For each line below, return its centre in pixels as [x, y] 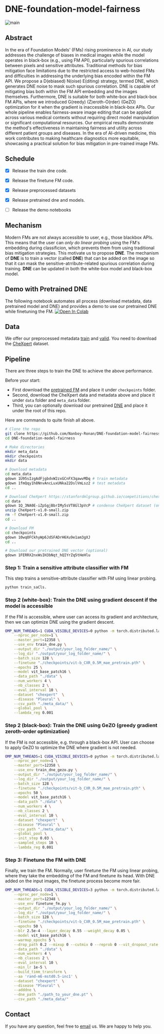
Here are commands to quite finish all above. [50, 420]
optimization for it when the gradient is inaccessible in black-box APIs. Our [80, 107]
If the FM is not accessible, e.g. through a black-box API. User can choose [80, 742]
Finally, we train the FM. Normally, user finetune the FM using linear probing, [82, 870]
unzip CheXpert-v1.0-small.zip [37, 510]
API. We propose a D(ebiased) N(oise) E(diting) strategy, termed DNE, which [82, 81]
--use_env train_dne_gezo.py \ [46, 770]
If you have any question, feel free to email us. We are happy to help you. [79, 1026]
